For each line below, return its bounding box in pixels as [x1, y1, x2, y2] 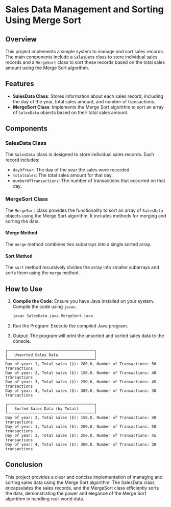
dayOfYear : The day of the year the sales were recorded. [12, 166, 131, 172]
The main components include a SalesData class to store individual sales [5, 54, 158, 60]
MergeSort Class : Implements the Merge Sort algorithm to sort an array [12, 104, 164, 110]
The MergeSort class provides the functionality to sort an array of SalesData [5, 207, 163, 213]
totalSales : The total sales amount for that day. [12, 172, 113, 178]
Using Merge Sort [5, 14, 82, 26]
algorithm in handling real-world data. [5, 495, 85, 502]
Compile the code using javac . [12, 303, 77, 310]
